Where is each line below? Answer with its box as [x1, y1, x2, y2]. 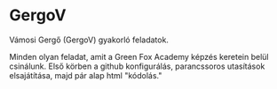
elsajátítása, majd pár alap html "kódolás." [9, 70, 162, 80]
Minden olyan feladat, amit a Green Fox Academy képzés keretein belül [9, 51, 269, 62]
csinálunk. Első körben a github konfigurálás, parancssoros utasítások [9, 61, 265, 71]
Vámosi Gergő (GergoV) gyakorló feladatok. [9, 34, 169, 45]
